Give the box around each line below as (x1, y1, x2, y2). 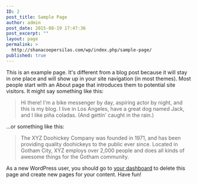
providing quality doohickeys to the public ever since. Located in (20, 140, 179, 147)
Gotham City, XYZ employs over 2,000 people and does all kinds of (20, 147, 185, 154)
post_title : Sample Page (6, 14, 67, 20)
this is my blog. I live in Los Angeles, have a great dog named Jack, (20, 105, 185, 112)
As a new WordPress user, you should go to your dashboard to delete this (6, 165, 185, 172)
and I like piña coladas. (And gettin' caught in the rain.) (20, 111, 154, 119)
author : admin (6, 19, 41, 25)
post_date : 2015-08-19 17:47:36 (6, 25, 86, 31)
